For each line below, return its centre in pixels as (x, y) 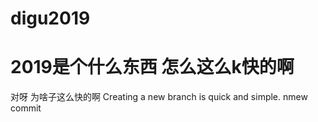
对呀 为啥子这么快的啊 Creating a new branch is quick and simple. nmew (159, 97)
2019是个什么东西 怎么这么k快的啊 (152, 67)
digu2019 (50, 18)
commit (26, 108)
